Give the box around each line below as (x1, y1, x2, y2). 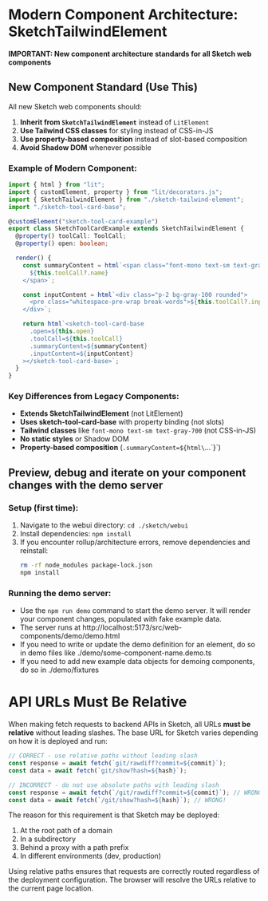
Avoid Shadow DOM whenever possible (19, 142, 152, 152)
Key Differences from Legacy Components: (8, 391, 179, 402)
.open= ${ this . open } (29, 327, 94, 336)
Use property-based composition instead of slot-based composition (19, 134, 247, 144)
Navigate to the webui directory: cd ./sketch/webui (19, 520, 189, 530)
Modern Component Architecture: (8, 6, 238, 24)
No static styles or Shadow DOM (19, 434, 129, 444)
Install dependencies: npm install (19, 529, 132, 539)
